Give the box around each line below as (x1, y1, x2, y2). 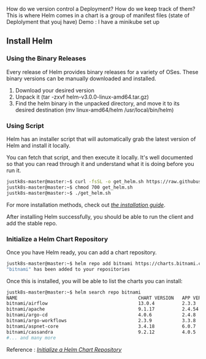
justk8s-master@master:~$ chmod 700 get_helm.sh (6, 184, 133, 191)
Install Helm (6, 36, 53, 47)
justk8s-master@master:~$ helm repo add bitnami (6, 260, 133, 266)
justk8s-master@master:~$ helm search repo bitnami (6, 289, 141, 295)
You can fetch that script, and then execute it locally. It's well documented (6, 153, 193, 161)
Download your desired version (15, 86, 95, 94)
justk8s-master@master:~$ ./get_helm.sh (6, 190, 112, 196)
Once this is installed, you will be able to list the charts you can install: (6, 277, 183, 284)
